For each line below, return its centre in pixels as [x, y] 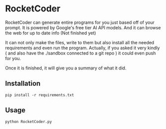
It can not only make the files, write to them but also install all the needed [80, 42]
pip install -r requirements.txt [40, 95]
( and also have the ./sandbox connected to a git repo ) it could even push [81, 53]
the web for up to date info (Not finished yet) [51, 33]
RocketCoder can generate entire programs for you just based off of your [80, 22]
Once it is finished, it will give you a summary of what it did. [66, 68]
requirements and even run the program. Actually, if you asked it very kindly [83, 48]
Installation [23, 84]
